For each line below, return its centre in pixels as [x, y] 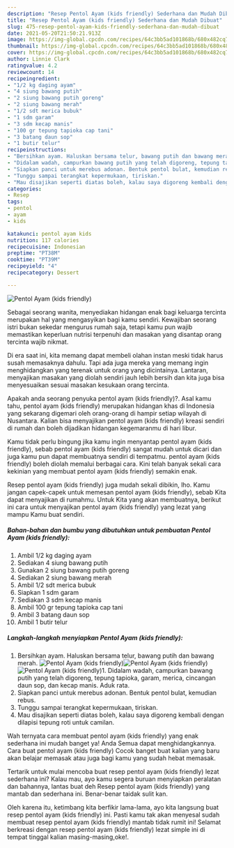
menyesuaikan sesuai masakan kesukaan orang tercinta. [88, 385]
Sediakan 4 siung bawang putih [63, 563]
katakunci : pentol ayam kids [49, 234]
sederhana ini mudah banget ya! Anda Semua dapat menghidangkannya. [112, 743]
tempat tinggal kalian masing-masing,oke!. [68, 837]
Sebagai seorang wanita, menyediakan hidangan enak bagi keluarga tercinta [117, 312]
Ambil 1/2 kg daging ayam [54, 555]
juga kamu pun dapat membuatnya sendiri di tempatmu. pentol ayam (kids [114, 456]
